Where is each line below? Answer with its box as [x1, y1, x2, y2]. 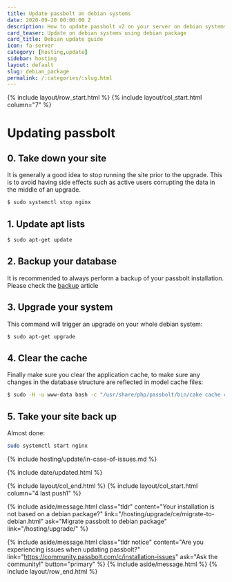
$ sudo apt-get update [7, 237, 72, 244]
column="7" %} [7, 101, 52, 109]
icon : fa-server [7, 42, 54, 49]
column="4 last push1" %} [7, 489, 81, 497]
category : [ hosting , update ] [7, 49, 88, 56]
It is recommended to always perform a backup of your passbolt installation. [7, 274, 224, 282]
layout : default [7, 62, 54, 69]
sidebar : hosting [7, 55, 57, 62]
